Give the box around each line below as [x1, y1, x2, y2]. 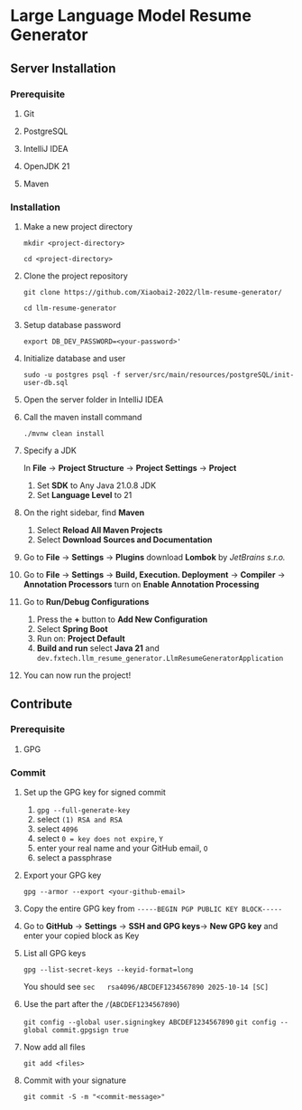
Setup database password [23, 320, 121, 331]
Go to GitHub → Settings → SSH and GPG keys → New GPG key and [23, 921, 279, 932]
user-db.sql [23, 379, 69, 388]
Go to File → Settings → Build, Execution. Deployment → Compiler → [23, 569, 286, 580]
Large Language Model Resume [10, 5, 252, 26]
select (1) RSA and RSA [36, 814, 123, 825]
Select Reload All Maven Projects [36, 525, 163, 536]
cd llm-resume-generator [23, 304, 117, 313]
